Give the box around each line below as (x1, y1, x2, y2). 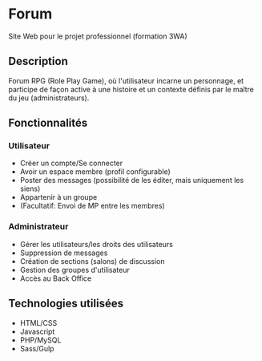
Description (8, 55, 68, 68)
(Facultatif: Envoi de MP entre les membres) (19, 201, 166, 211)
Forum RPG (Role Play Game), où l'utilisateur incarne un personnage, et (8, 75, 244, 85)
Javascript (19, 327, 55, 336)
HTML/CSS (19, 318, 58, 327)
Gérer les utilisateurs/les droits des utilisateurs (19, 239, 174, 249)
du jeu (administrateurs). (8, 93, 90, 103)
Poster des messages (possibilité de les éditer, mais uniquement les (19, 176, 244, 185)
